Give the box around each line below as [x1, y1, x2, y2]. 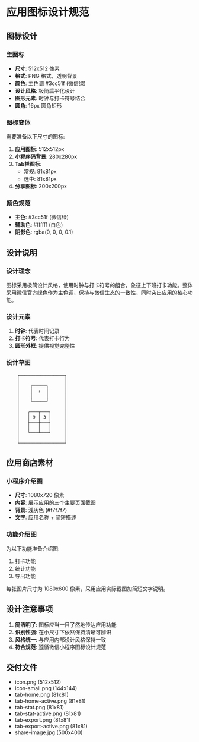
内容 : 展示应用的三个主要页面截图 [14, 499, 96, 506]
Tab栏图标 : [14, 161, 42, 168]
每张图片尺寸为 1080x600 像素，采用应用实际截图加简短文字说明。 [6, 585, 169, 592]
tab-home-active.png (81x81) [14, 697, 86, 705]
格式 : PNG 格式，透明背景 [14, 72, 78, 79]
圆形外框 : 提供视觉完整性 [14, 342, 75, 350]
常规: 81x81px [23, 168, 57, 175]
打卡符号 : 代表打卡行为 [14, 335, 70, 342]
